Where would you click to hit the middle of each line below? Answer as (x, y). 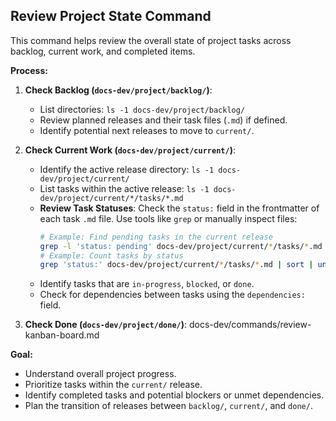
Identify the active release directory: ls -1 (127, 169)
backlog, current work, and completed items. (103, 51)
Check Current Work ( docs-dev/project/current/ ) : (130, 150)
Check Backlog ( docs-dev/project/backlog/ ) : (118, 90)
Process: (29, 70)
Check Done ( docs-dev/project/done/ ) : (106, 325)
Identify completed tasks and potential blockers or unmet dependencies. (174, 395)
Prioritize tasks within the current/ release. (113, 385)
